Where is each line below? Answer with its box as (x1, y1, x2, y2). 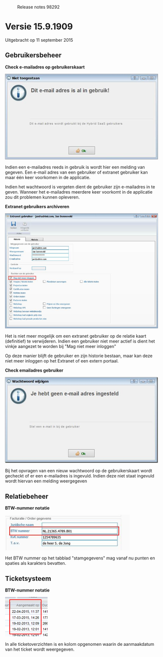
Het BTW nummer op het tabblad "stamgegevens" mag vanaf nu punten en (5, 555, 155, 561)
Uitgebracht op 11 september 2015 (5, 37, 74, 43)
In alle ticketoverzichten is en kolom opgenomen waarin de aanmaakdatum (5, 641, 154, 647)
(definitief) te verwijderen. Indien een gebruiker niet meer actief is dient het (5, 338, 155, 344)
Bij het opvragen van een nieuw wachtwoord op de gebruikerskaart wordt (5, 468, 152, 474)
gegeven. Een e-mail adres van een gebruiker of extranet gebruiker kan (5, 169, 148, 175)
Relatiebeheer (5, 492, 49, 500)
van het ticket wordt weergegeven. (5, 646, 75, 652)
